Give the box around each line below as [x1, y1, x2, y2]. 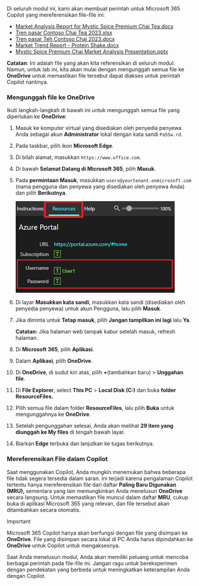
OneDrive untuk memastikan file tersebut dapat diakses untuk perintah [7, 72, 181, 79]
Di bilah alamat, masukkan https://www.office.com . [15, 154, 141, 161]
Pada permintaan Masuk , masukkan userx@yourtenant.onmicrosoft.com [15, 177, 192, 184]
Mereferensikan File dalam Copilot [7, 455, 108, 463]
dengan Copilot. [7, 572, 46, 579]
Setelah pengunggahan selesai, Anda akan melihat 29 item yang [15, 422, 174, 430]
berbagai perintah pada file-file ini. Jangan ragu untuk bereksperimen [7, 559, 178, 567]
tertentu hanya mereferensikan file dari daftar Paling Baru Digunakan [7, 481, 177, 488]
